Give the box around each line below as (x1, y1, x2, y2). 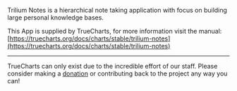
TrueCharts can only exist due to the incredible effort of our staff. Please (7, 62, 218, 70)
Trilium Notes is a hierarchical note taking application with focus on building (7, 6, 228, 14)
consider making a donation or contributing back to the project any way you (7, 69, 228, 78)
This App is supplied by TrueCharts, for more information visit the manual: (7, 27, 222, 35)
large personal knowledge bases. (7, 13, 104, 22)
